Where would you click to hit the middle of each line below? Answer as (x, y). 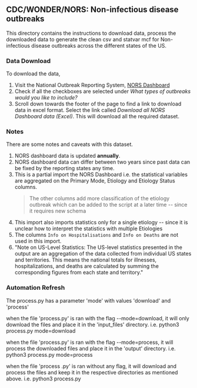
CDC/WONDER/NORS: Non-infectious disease (92, 10)
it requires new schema (58, 211)
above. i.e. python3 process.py (44, 379)
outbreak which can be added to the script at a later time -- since (108, 205)
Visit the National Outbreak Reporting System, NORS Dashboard (92, 85)
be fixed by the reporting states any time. (64, 168)
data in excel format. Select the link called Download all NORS (90, 110)
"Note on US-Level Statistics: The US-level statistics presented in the (98, 247)
